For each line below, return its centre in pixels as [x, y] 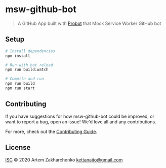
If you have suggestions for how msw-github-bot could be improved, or [80, 116]
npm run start [20, 88]
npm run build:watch [27, 70]
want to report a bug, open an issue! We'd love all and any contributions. [81, 122]
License [18, 147]
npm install [18, 56]
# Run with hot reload [29, 65]
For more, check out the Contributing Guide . [51, 131]
